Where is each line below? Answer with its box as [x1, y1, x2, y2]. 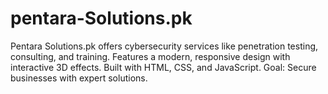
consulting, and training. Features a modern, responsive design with [10, 50, 291, 62]
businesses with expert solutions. [10, 72, 148, 84]
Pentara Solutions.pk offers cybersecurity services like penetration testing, [10, 40, 319, 52]
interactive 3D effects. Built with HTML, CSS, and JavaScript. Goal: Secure [10, 61, 317, 73]
